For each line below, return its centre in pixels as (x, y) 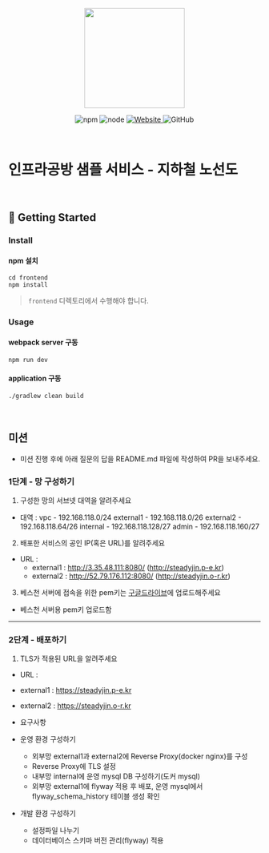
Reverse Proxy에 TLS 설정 (74, 766)
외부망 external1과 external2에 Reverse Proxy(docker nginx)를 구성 (140, 756)
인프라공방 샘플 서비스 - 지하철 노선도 (123, 170)
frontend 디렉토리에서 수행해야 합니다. (88, 301)
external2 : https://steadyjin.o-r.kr (75, 706)
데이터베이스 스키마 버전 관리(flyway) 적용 (98, 840)
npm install (28, 285)
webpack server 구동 (43, 342)
